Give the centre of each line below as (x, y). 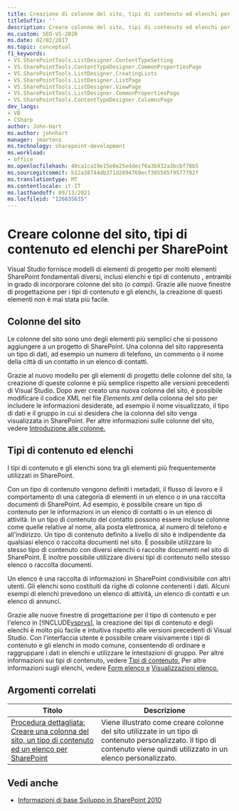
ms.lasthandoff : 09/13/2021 (49, 193)
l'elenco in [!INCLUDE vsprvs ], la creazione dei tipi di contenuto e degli (110, 622)
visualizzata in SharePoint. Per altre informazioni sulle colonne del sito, (111, 420)
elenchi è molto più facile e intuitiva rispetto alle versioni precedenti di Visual (119, 630)
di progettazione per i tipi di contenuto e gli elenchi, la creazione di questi (115, 292)
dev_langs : (23, 107)
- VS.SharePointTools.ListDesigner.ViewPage (74, 87)
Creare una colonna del (50, 731)
